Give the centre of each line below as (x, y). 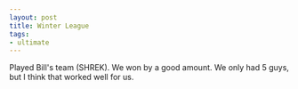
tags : (19, 34)
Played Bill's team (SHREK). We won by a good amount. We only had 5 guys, (149, 68)
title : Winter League (49, 26)
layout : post (33, 17)
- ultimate (29, 42)
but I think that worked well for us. (72, 77)
